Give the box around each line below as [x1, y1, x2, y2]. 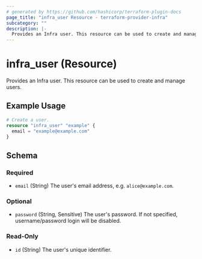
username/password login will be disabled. [14, 217, 121, 225]
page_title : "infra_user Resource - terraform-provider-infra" [6, 14, 168, 20]
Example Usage [6, 101, 66, 111]
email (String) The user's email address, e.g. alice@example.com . [14, 182, 174, 190]
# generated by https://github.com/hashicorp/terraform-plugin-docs [6, 8, 182, 15]
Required [6, 168, 34, 176]
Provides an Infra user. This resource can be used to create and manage [6, 77, 185, 84]
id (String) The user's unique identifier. [14, 246, 112, 253]
